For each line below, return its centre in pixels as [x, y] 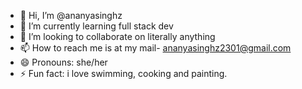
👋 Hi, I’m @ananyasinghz [71, 15]
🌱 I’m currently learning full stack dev [96, 26]
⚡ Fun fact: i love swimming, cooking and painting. [123, 73]
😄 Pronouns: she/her [63, 62]
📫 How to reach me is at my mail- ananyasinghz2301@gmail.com [155, 48]
